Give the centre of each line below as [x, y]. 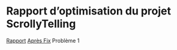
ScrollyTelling [41, 24]
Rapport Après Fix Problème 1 [43, 40]
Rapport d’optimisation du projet [89, 11]
